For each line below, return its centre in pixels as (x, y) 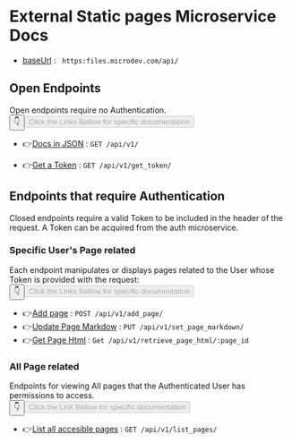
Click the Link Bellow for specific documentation (107, 408)
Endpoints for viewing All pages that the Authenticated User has (128, 386)
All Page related (44, 366)
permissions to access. (52, 396)
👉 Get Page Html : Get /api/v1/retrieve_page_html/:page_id (135, 340)
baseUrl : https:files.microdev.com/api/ (100, 60)
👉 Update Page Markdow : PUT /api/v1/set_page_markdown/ (133, 326)
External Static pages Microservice (143, 17)
